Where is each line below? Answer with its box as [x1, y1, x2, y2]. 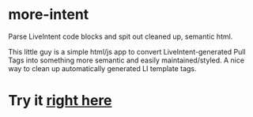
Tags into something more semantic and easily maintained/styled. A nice [8, 55, 245, 65]
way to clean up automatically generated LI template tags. [8, 63, 197, 73]
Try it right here [8, 92, 112, 110]
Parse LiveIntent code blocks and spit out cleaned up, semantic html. [8, 32, 233, 41]
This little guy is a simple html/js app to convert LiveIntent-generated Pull [8, 47, 247, 56]
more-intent [8, 6, 89, 24]
